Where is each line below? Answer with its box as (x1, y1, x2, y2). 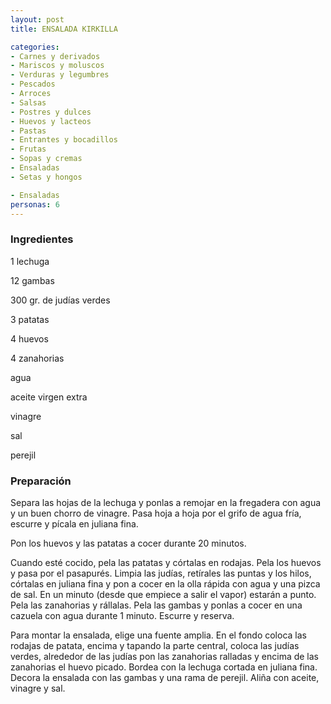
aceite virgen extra (10, 391, 88, 403)
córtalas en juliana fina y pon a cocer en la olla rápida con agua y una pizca (10, 577, 321, 590)
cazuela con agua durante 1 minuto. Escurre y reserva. (10, 609, 235, 621)
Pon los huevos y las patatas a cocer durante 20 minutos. (10, 537, 247, 549)
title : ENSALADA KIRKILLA (10, 24, 118, 34)
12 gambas (10, 274, 55, 286)
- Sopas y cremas (10, 154, 83, 164)
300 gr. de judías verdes (10, 294, 111, 306)
